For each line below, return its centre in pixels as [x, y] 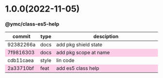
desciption [106, 36]
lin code [65, 61]
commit [21, 36]
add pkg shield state [79, 45]
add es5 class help [78, 68]
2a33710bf [21, 68]
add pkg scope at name [83, 53]
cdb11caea [21, 61]
